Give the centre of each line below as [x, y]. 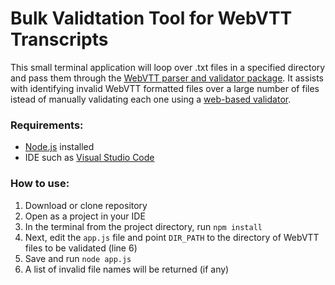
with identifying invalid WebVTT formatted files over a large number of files [165, 88]
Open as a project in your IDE [85, 216]
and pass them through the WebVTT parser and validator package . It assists [167, 78]
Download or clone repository [86, 205]
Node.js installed [59, 147]
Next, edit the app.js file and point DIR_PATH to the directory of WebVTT [172, 237]
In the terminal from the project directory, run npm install [143, 226]
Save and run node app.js [78, 258]
